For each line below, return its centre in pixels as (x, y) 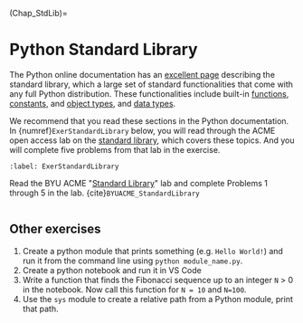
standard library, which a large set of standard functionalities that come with (151, 84)
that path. (40, 309)
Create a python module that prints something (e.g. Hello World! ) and (152, 251)
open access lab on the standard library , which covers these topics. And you (152, 140)
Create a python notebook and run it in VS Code (112, 270)
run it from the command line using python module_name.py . (133, 261)
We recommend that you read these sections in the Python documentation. (149, 120)
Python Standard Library (104, 50)
